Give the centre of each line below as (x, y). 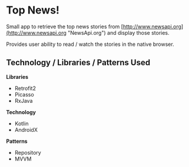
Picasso (24, 94)
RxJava (24, 101)
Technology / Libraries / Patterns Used (78, 63)
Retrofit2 (25, 88)
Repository (28, 152)
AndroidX (26, 129)
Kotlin (21, 123)
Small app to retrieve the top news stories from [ (65, 26)
